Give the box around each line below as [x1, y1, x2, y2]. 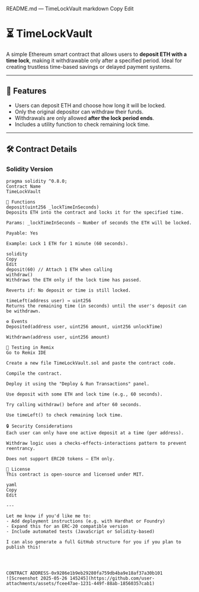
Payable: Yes [6, 230, 38, 236]
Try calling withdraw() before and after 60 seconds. [6, 402, 142, 408]
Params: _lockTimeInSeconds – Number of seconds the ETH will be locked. [6, 220, 192, 226]
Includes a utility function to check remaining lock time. [14, 121, 150, 128]
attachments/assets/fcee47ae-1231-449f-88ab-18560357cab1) [6, 581, 155, 587]
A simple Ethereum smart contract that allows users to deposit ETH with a [6, 50, 187, 58]
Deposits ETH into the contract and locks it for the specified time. [6, 210, 184, 216]
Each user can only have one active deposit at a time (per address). [6, 430, 184, 436]
